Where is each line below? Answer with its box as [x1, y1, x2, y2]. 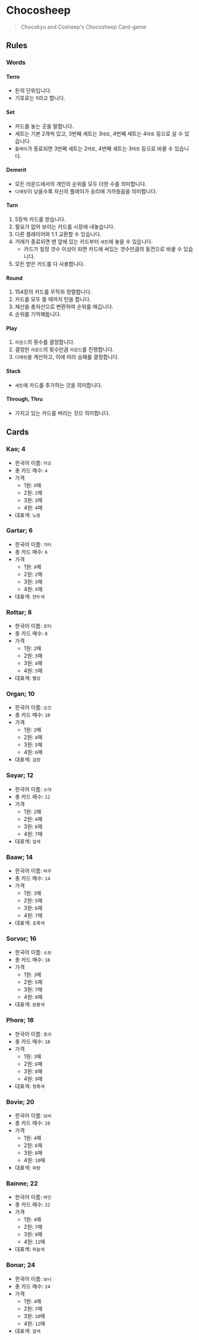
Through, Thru [6, 395, 43, 402]
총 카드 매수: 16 [14, 956, 50, 963]
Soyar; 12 [6, 771, 34, 780]
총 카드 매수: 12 [14, 793, 50, 800]
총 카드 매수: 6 [14, 548, 48, 555]
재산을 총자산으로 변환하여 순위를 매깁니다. [14, 303, 114, 310]
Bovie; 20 [6, 1098, 34, 1106]
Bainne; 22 [6, 1179, 38, 1188]
